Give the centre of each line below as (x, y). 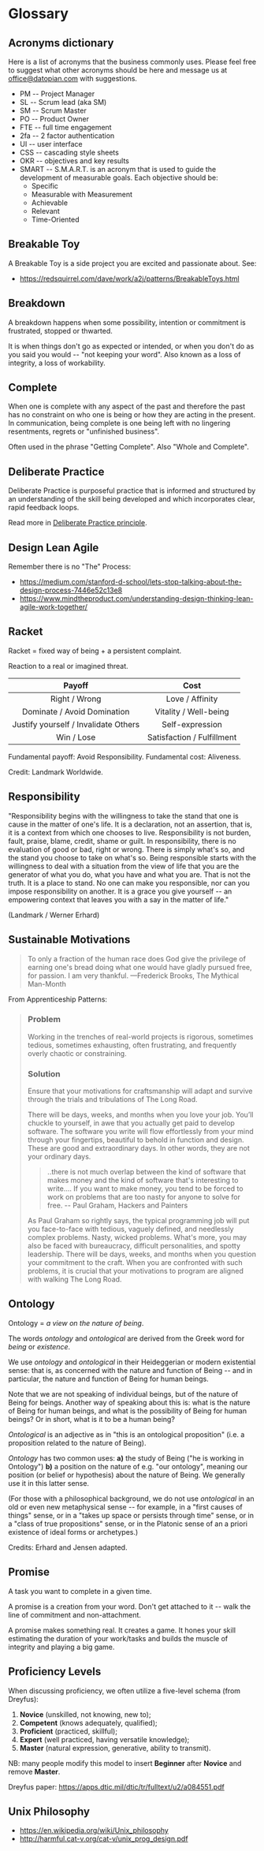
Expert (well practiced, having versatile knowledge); (104, 1739)
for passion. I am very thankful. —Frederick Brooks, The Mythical (133, 976)
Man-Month (47, 983)
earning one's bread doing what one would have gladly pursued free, (139, 967)
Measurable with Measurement (82, 194)
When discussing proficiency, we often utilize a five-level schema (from (125, 1691)
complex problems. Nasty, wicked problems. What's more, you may (137, 1237)
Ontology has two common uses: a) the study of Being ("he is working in (126, 1458)
